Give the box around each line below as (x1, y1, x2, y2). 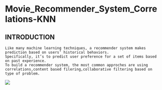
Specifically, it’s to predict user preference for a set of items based (5, 54, 157, 59)
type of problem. (5, 71, 40, 76)
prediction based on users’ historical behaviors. (5, 50, 109, 55)
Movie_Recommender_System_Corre (5, 3, 157, 15)
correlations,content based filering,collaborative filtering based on (5, 67, 152, 72)
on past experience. (5, 59, 47, 63)
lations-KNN (5, 14, 56, 25)
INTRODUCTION (5, 33, 55, 41)
